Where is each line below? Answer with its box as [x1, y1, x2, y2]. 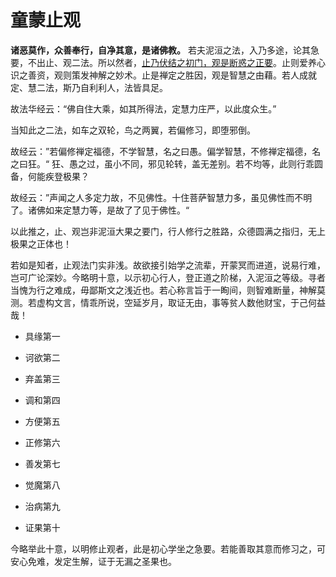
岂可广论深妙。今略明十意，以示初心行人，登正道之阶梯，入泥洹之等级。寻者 [10, 271, 326, 283]
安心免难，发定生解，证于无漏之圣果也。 [10, 555, 177, 567]
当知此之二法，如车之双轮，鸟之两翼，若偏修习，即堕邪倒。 [10, 124, 256, 136]
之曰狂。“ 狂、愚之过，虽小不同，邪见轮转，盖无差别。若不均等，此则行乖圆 [10, 157, 324, 170]
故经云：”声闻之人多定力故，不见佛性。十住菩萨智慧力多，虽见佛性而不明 [10, 191, 313, 203]
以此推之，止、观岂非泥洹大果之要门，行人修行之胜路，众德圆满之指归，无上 [10, 225, 326, 237]
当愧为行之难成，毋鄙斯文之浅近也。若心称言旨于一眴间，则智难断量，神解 [10, 284, 317, 296]
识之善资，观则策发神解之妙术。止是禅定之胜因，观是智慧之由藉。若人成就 [10, 69, 317, 81]
